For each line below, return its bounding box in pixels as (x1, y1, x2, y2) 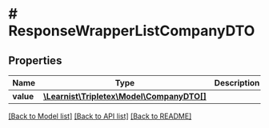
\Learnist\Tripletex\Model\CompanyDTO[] (42, 91, 207, 102)
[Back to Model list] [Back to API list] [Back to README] (8, 111, 192, 121)
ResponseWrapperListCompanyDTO (8, 22, 255, 40)
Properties (8, 54, 62, 67)
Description (214, 78, 260, 88)
